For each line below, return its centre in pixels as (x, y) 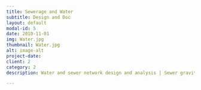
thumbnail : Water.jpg (33, 45)
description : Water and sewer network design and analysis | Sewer (92, 73)
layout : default (26, 23)
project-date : (24, 56)
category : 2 (21, 67)
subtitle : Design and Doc (38, 17)
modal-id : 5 (21, 28)
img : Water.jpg (25, 39)
